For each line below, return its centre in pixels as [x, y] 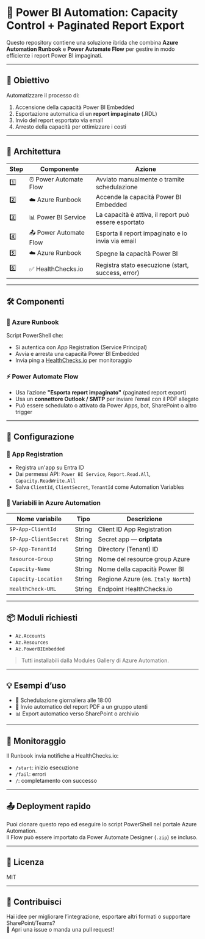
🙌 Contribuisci [34, 902]
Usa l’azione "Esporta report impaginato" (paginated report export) [101, 392]
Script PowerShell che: [35, 336]
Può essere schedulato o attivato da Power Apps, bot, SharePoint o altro [106, 405]
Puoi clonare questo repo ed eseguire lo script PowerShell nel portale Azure [102, 824]
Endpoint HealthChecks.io [135, 589]
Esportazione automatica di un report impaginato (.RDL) [86, 113]
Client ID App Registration [135, 529]
